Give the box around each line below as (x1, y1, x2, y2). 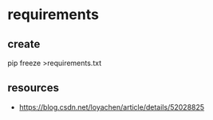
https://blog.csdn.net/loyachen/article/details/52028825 (18, 102, 205, 112)
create (7, 37, 41, 51)
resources (7, 81, 59, 95)
